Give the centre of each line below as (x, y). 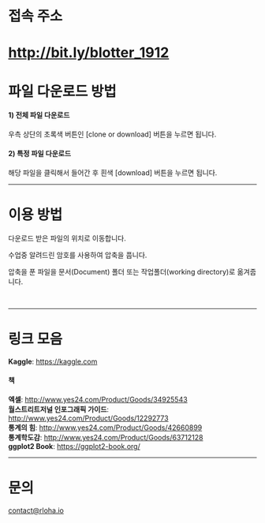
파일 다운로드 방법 (62, 91)
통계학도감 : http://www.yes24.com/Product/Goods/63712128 (106, 438)
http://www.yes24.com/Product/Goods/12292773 (88, 418)
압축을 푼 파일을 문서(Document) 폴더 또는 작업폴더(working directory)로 (122, 271)
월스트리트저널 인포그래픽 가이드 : (58, 409)
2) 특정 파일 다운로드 (40, 154)
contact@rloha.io (36, 510)
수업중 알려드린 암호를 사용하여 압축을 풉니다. (78, 255)
